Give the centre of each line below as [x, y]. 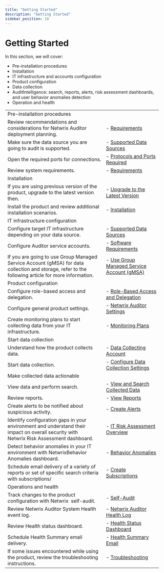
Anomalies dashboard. [33, 459]
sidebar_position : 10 [27, 19]
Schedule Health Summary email [45, 537]
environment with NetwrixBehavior [47, 453]
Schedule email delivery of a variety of [52, 467]
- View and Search [128, 384]
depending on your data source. [44, 235]
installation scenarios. [32, 213]
